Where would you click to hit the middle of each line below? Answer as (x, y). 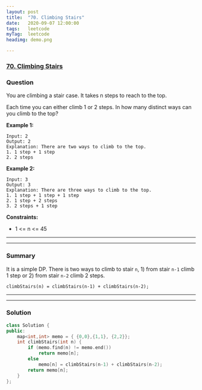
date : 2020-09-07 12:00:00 (43, 23)
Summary (21, 256)
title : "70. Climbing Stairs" (45, 17)
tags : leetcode (28, 29)
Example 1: (20, 125)
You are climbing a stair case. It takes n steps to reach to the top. (87, 96)
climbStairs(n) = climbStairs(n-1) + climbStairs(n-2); (78, 286)
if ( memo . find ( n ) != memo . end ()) (70, 348)
